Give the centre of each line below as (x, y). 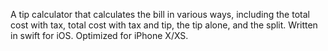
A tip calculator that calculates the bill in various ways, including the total (160, 14)
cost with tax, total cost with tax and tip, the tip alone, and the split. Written (164, 25)
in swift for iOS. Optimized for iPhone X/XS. (99, 35)
